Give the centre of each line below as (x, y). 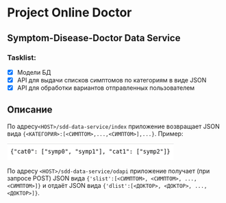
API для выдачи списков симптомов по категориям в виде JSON (112, 80)
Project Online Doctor (70, 13)
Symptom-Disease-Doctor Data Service (94, 38)
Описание (30, 110)
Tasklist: (22, 58)
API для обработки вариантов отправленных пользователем (106, 88)
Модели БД (34, 72)
